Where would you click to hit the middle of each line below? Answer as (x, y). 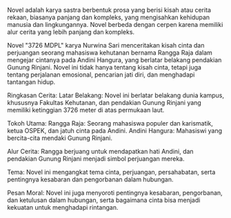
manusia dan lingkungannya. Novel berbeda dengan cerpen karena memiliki (115, 24)
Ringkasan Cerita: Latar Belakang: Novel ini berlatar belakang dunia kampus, (116, 95)
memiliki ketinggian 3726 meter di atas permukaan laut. (86, 110)
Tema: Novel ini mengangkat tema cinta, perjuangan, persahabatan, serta (111, 172)
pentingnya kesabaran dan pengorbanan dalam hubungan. (90, 179)
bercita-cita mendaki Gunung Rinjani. (60, 138)
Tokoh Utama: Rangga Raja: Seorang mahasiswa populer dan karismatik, (110, 123)
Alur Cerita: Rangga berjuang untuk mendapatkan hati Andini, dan (101, 151)
